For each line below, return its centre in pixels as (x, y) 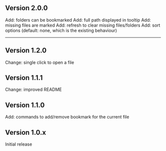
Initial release (19, 144)
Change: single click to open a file (40, 62)
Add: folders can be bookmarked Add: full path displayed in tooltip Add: (78, 20)
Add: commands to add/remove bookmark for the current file (67, 117)
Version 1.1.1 (24, 78)
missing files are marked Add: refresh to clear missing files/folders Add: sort (83, 25)
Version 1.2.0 (26, 50)
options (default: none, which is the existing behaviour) (61, 30)
